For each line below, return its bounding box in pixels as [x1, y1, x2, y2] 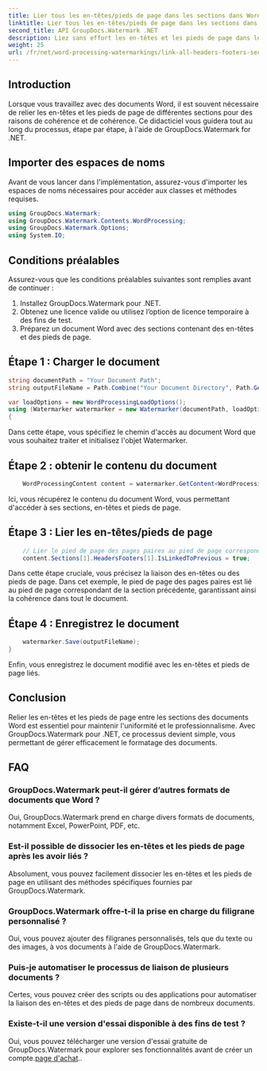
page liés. [8, 668, 41, 677]
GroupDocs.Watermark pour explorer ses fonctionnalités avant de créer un [8, 1045, 253, 1054]
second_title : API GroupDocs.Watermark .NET [8, 26, 158, 34]
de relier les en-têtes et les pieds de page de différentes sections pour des [8, 107, 253, 117]
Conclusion [8, 691, 67, 704]
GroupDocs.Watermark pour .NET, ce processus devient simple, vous [8, 729, 236, 739]
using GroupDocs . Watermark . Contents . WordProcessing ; [8, 216, 187, 225]
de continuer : [8, 283, 54, 293]
